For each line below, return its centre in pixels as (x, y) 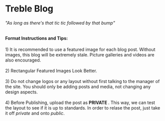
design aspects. (22, 92)
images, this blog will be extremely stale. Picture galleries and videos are (80, 55)
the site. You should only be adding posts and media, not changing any (78, 86)
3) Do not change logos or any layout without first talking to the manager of (82, 81)
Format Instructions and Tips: (37, 38)
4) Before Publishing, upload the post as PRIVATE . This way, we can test (80, 102)
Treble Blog (29, 9)
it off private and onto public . (35, 113)
